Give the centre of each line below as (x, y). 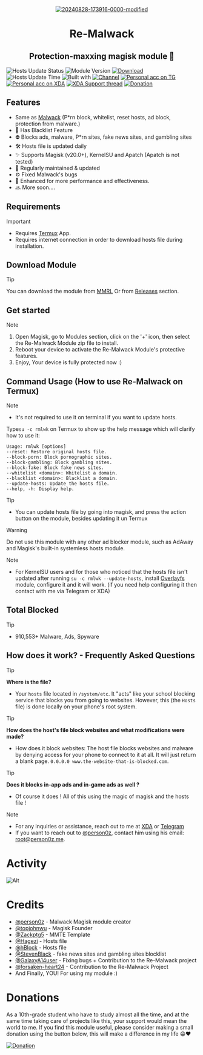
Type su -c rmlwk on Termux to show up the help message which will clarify (101, 429)
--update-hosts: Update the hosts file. (58, 484)
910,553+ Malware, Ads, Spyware (57, 636)
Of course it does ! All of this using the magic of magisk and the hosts (102, 796)
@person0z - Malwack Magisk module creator (73, 922)
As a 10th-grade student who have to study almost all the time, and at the (98, 1014)
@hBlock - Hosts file (41, 947)
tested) (24, 161)
